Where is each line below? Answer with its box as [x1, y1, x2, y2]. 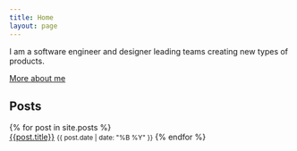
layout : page [9, 21, 58, 30]
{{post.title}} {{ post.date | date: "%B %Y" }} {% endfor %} [9, 131, 207, 143]
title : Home [9, 13, 54, 22]
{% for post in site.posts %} [9, 122, 112, 133]
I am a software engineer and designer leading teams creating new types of [9, 46, 289, 56]
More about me [9, 72, 66, 83]
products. [9, 55, 45, 66]
